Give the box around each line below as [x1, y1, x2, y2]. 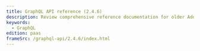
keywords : [6, 19, 31, 25]
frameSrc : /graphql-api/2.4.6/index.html [6, 36, 111, 42]
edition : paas [6, 30, 42, 36]
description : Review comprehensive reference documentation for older [6, 14, 185, 20]
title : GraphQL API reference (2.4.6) [6, 8, 102, 15]
